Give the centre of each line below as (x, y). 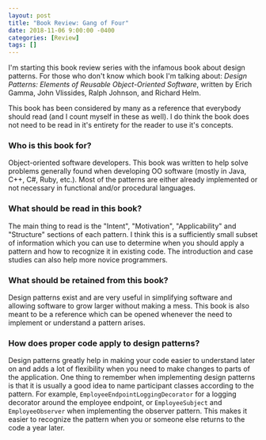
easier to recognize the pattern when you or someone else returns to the (127, 419)
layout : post (30, 15)
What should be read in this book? (75, 209)
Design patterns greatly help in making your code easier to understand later (132, 361)
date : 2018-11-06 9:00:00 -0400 (61, 30)
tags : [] (23, 45)
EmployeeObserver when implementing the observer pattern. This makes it (128, 411)
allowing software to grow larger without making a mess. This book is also (129, 306)
